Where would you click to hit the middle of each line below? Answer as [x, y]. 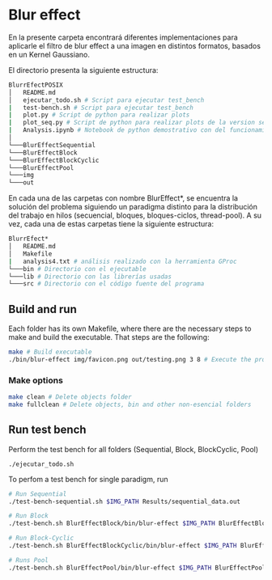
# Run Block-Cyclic [41, 538]
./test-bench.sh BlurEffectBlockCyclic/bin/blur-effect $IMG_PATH [123, 546]
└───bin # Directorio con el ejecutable [78, 269]
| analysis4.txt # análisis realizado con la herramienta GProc [123, 261]
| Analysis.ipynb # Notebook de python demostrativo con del [117, 130]
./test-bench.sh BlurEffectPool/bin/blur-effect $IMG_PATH [110, 568]
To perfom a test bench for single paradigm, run [88, 479]
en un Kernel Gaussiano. [49, 54]
